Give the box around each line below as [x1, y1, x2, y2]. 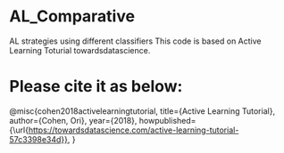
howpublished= [138, 115, 196, 125]
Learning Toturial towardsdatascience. [9, 44, 151, 55]
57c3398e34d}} [9, 133, 69, 144]
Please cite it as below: [9, 76, 183, 97]
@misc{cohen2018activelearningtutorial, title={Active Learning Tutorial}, [9, 105, 275, 117]
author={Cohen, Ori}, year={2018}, [9, 115, 138, 125]
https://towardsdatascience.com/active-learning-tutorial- [28, 125, 239, 135]
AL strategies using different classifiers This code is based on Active [9, 36, 262, 46]
